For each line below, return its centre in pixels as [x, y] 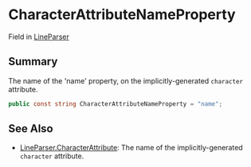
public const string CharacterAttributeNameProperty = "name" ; [116, 104]
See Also [31, 129]
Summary [33, 62]
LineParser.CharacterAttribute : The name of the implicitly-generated [131, 148]
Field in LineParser [39, 37]
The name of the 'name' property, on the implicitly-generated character [125, 80]
